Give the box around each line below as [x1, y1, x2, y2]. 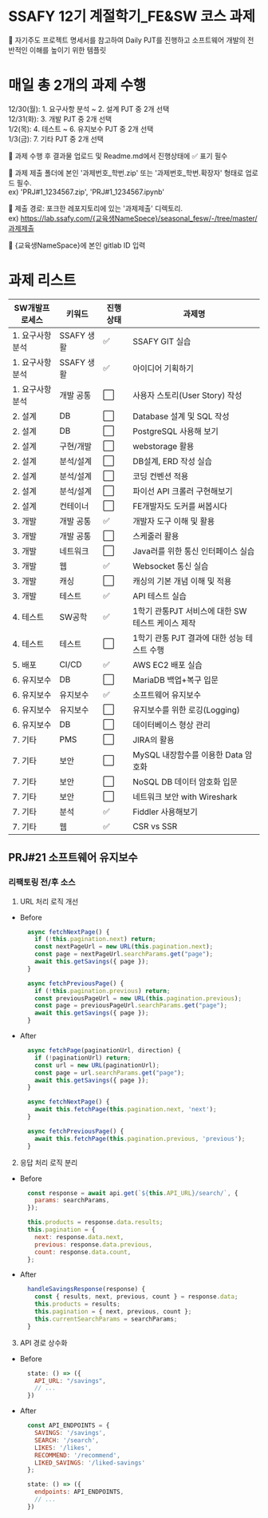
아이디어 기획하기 [132, 363, 194, 374]
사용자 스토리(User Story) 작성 [132, 389, 242, 400]
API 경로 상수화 [19, 1337, 68, 1347]
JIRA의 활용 [132, 734, 175, 745]
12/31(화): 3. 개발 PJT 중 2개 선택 [8, 113, 112, 124]
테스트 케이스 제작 [132, 617, 196, 628]
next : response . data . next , [34, 1233, 124, 1241]
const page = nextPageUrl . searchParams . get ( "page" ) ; [34, 950, 214, 959]
